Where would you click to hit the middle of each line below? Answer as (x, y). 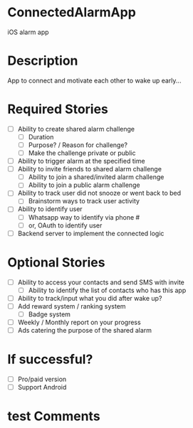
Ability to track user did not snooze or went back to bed (99, 193)
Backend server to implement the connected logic (91, 233)
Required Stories (58, 109)
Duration (41, 137)
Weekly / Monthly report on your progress (79, 322)
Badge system (49, 314)
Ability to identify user (50, 209)
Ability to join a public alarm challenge (84, 185)
